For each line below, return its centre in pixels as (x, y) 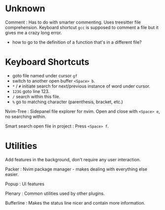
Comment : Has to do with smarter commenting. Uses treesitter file (73, 22)
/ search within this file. (36, 96)
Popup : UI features (25, 184)
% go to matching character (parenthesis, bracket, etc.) (67, 102)
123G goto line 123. (31, 91)
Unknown (25, 9)
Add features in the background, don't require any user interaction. (73, 159)
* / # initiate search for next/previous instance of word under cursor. (81, 86)
